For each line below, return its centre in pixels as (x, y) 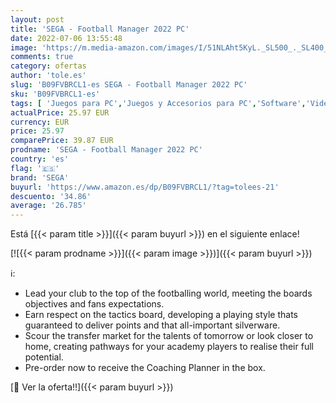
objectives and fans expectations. (94, 304)
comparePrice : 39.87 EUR (62, 141)
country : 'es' (40, 159)
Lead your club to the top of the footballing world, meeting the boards (168, 293)
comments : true (42, 57)
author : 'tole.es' (48, 76)
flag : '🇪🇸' (35, 168)
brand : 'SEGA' (40, 177)
